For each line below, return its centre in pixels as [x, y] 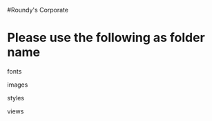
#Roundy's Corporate [38, 10]
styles [16, 98]
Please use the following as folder [106, 38]
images [18, 85]
